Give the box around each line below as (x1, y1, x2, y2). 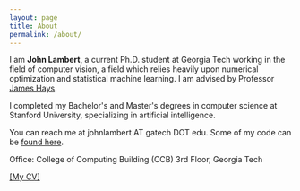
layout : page (9, 13, 58, 22)
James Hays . (9, 82, 57, 94)
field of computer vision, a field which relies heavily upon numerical (9, 64, 259, 74)
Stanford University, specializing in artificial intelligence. (9, 109, 217, 121)
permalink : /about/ (9, 30, 82, 39)
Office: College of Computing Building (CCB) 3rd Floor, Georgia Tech (9, 154, 263, 165)
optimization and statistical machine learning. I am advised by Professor (9, 74, 275, 84)
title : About (9, 22, 58, 30)
